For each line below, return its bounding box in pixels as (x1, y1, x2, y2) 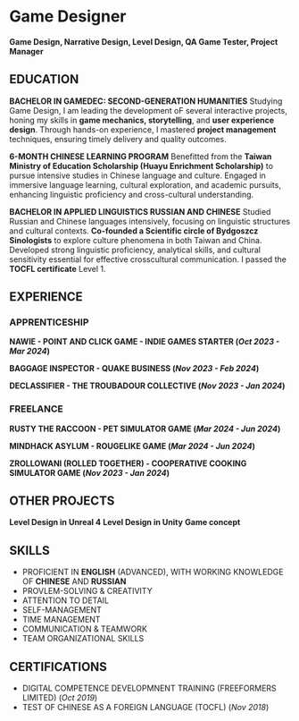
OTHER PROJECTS (9, 493, 115, 508)
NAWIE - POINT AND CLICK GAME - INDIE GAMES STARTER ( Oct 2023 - (9, 336, 280, 347)
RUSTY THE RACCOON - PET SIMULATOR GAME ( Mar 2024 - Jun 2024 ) (9, 423, 281, 434)
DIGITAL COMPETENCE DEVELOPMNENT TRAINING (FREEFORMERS (21, 683, 277, 694)
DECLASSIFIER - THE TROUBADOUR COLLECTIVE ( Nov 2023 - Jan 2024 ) (9, 380, 286, 391)
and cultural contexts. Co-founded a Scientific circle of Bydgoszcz (9, 225, 259, 236)
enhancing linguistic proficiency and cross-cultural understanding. (9, 189, 254, 199)
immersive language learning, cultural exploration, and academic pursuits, (9, 179, 281, 190)
